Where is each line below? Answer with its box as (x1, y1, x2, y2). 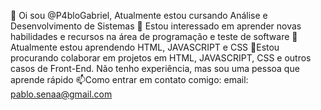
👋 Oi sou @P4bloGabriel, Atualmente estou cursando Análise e (10, 10, 268, 21)
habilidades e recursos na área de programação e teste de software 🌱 (10, 31, 298, 42)
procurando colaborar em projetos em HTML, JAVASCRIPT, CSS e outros (10, 52, 312, 64)
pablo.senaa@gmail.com (10, 88, 113, 100)
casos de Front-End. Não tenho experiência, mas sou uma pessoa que (10, 63, 300, 74)
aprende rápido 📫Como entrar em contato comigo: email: (10, 74, 249, 85)
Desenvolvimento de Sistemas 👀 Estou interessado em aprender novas (10, 20, 302, 32)
